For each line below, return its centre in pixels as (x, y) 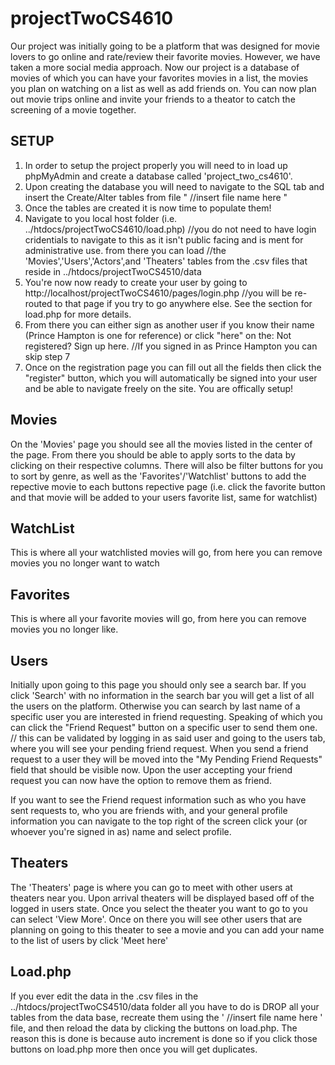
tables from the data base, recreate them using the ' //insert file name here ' (166, 1017)
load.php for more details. (78, 314)
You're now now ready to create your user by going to (136, 282)
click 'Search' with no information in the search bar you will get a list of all (162, 695)
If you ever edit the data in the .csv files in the (104, 996)
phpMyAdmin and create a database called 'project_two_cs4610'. (158, 176)
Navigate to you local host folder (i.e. (101, 218)
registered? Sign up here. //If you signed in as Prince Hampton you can (171, 346)
